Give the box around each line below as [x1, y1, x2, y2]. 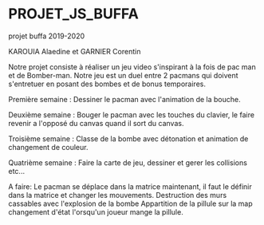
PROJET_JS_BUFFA [8, 5, 140, 23]
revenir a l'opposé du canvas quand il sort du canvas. [8, 118, 184, 128]
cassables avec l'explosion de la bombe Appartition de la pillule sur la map [8, 199, 253, 208]
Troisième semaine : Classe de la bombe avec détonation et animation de [8, 133, 249, 144]
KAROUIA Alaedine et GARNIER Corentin [8, 46, 141, 56]
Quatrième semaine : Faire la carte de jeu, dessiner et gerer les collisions [8, 157, 247, 168]
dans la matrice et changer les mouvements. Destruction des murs [8, 190, 227, 199]
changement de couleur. [8, 142, 89, 152]
